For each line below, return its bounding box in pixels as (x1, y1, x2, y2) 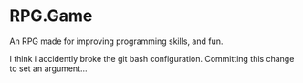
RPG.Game (9, 5, 93, 26)
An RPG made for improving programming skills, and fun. (9, 36, 224, 47)
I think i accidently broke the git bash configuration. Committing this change (9, 53, 295, 64)
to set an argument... (9, 63, 89, 74)
